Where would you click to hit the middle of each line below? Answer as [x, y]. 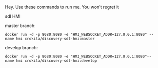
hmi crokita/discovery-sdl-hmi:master [55, 39]
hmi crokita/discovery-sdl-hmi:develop [56, 61]
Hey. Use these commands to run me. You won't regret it [62, 7]
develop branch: [21, 48]
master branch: [20, 26]
